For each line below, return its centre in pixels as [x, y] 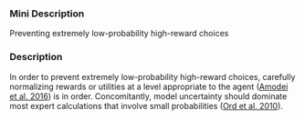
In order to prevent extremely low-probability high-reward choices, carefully [152, 76]
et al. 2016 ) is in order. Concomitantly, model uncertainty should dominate [148, 96]
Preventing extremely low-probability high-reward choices [119, 34]
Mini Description [47, 14]
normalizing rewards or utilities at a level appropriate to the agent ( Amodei [149, 86]
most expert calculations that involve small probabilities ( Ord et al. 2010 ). [146, 105]
